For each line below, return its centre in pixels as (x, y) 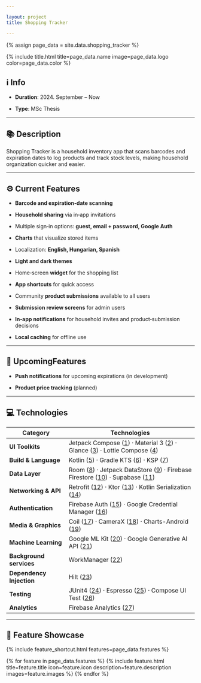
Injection (22, 581)
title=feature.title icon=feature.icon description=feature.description (89, 667)
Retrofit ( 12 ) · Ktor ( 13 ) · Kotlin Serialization (130, 487)
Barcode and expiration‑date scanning (64, 203)
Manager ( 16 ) (88, 512)
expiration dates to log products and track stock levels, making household (97, 158)
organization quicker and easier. (46, 164)
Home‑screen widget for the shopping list (66, 273)
